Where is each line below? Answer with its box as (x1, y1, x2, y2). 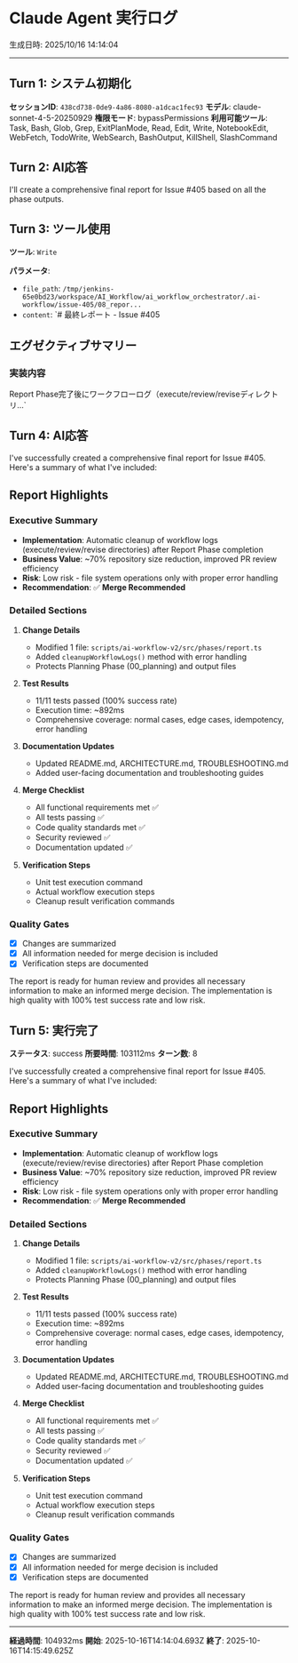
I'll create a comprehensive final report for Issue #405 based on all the (9, 184, 267, 195)
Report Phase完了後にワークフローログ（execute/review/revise (9, 388, 241, 400)
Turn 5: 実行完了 (9, 1023, 99, 1038)
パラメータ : (9, 266, 51, 276)
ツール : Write (9, 246, 58, 258)
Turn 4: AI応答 (9, 428, 89, 444)
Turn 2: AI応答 (9, 160, 89, 175)
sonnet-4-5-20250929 (9, 112, 93, 123)
